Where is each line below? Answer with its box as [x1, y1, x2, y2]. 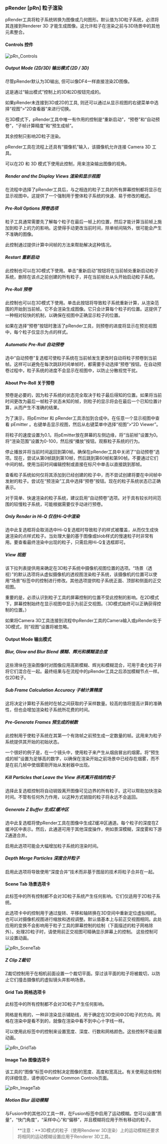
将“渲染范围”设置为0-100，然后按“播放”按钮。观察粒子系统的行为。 [5, 438, 143, 444]
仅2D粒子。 [5, 675, 29, 681]
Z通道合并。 [5, 832, 30, 838]
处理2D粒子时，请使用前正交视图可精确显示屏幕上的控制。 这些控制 [15, 929, 154, 935]
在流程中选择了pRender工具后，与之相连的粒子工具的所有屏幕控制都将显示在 [5, 187, 162, 193]
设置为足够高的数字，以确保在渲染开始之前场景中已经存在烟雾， [20, 755, 151, 761]
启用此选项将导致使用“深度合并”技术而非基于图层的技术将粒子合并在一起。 [5, 869, 158, 875]
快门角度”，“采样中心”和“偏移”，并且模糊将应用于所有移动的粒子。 [17, 1117, 154, 1123]
